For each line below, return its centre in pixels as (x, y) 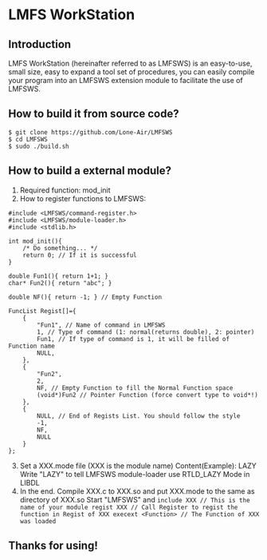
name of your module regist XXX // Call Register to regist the (129, 507)
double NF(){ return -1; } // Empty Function (85, 297)
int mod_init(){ (35, 241)
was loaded (38, 521)
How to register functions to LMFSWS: (82, 198)
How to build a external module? (90, 171)
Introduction (40, 44)
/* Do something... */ (60, 248)
